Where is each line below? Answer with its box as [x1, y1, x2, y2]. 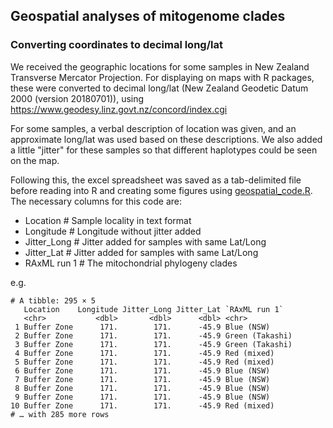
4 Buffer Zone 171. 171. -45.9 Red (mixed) [14, 348, 275, 358]
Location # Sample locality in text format [24, 214, 192, 226]
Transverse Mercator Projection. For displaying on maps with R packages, [10, 71, 315, 83]
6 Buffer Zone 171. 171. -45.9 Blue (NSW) [14, 365, 271, 376]
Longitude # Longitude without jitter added [24, 225, 202, 237]
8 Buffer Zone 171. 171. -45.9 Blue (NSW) [14, 383, 271, 393]
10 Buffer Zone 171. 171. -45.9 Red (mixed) [10, 400, 275, 411]
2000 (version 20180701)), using [10, 92, 145, 104]
